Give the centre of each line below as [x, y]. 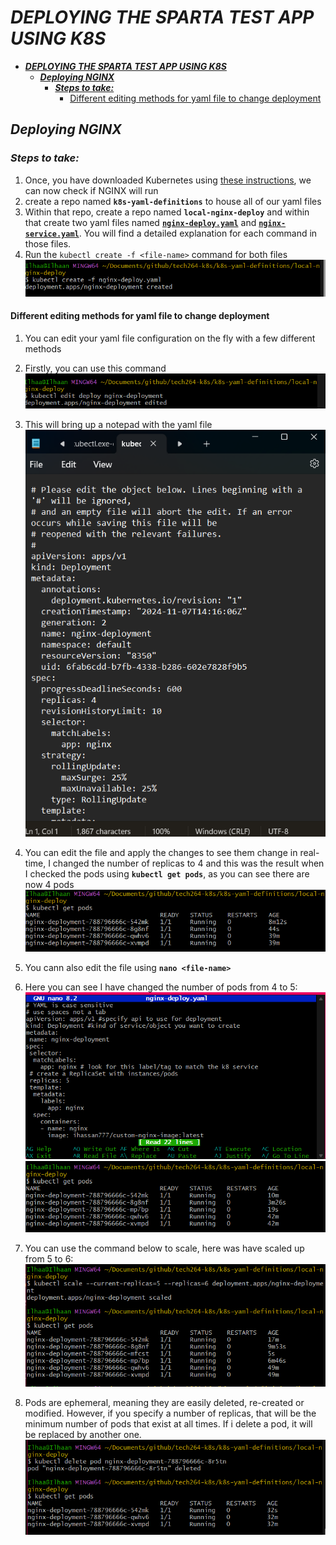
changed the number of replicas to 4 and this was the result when [188, 863]
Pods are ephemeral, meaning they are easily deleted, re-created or [164, 1403]
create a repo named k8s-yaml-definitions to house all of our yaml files [173, 201]
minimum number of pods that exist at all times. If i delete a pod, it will [168, 1424]
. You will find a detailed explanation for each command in [198, 233]
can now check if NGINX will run [91, 190]
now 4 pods [49, 884]
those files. [48, 243]
